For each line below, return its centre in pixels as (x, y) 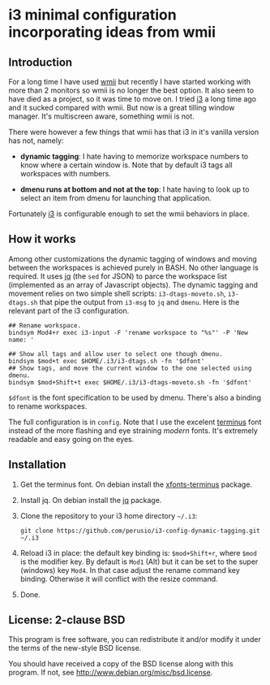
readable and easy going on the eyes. (71, 439)
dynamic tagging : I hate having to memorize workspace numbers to (134, 156)
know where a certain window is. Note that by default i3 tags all (126, 165)
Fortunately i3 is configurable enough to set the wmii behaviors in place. (129, 214)
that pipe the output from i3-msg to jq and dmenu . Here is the (139, 301)
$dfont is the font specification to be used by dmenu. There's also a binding (135, 397)
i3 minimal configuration (92, 15)
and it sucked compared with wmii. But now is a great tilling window (122, 108)
